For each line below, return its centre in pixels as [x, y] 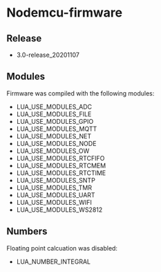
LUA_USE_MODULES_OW [53, 151]
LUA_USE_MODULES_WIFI [54, 202]
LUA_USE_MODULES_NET [54, 136]
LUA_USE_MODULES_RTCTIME [61, 173]
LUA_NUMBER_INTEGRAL [54, 262]
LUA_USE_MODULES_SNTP [56, 180]
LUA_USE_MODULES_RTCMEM [61, 165]
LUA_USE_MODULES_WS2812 [59, 210]
